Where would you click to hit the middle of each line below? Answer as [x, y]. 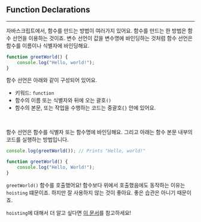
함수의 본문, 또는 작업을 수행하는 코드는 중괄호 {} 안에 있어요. [85, 108]
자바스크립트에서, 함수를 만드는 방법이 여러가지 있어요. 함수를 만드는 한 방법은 [96, 31]
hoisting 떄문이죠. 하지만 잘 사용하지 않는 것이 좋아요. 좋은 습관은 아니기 [91, 192]
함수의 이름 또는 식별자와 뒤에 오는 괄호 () [63, 101]
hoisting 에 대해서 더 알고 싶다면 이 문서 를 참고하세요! [69, 212]
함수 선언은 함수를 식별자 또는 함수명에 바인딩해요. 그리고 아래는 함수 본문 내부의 [100, 132]
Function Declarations [48, 10]
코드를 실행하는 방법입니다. [37, 139]
